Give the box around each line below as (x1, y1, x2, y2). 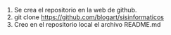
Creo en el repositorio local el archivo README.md (13, 21, 161, 28)
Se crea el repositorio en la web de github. (13, 6, 137, 14)
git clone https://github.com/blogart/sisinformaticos (13, 13, 164, 21)
